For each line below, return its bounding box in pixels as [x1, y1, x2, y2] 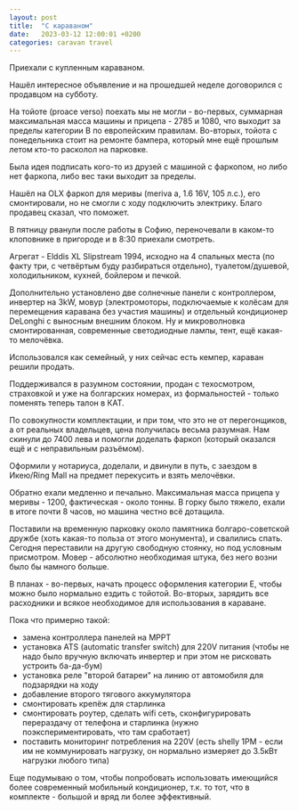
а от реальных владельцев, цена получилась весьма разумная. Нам [9, 424, 270, 435]
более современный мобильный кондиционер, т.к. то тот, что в [9, 782, 250, 793]
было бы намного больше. [9, 561, 109, 572]
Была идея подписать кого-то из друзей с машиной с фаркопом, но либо [9, 161, 287, 172]
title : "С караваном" [9, 21, 93, 30]
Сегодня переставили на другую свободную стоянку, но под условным [9, 543, 282, 553]
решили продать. [9, 362, 76, 373]
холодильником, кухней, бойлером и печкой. [9, 270, 182, 281]
